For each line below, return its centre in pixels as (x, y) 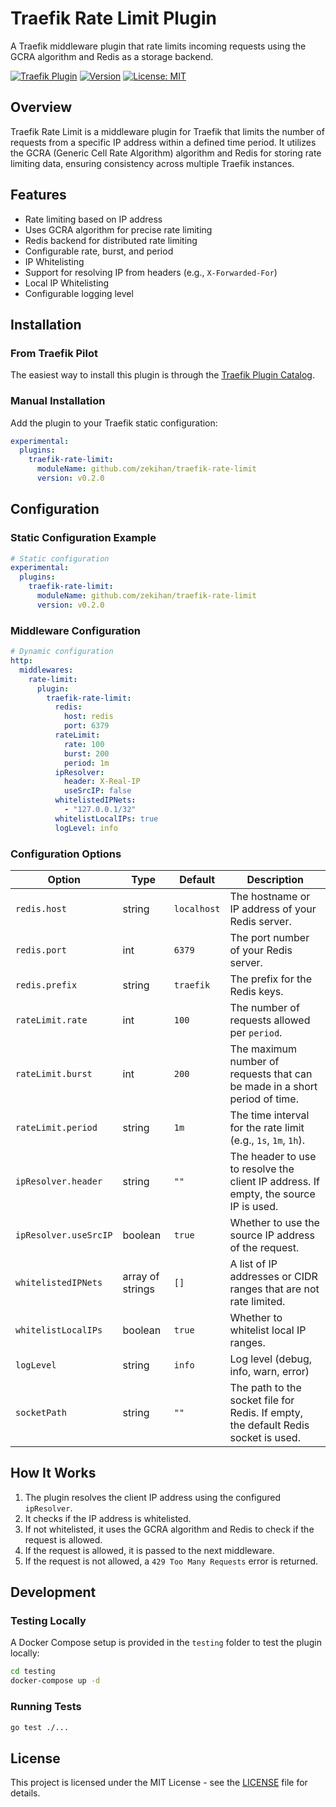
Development (53, 1592)
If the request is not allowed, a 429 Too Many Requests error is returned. (171, 1561)
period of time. (264, 1099)
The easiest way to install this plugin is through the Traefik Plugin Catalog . (162, 375)
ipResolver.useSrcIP (64, 1235)
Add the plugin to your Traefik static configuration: (114, 423)
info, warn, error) (269, 1371)
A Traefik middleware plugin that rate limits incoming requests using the (158, 46)
